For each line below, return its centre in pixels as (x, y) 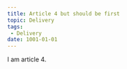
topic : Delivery (31, 20)
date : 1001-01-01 (32, 40)
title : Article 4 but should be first (63, 14)
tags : (15, 26)
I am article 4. (27, 59)
